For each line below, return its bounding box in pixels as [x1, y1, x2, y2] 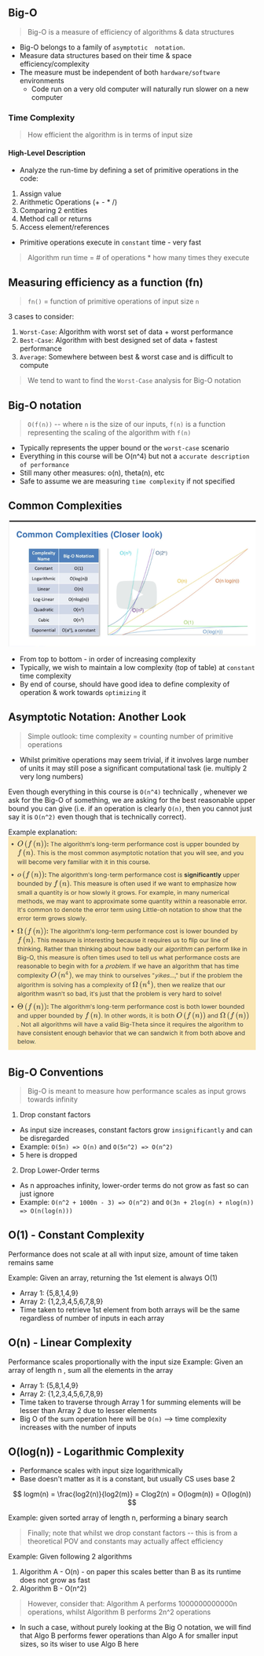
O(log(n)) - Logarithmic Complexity [8, 1444, 185, 1458]
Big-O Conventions [8, 1065, 104, 1079]
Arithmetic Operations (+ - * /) [19, 197, 118, 207]
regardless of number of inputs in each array [19, 1313, 165, 1323]
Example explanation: [8, 827, 78, 837]
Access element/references [19, 223, 110, 232]
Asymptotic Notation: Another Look [8, 711, 186, 724]
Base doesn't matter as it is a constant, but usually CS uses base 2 [19, 1474, 236, 1484]
